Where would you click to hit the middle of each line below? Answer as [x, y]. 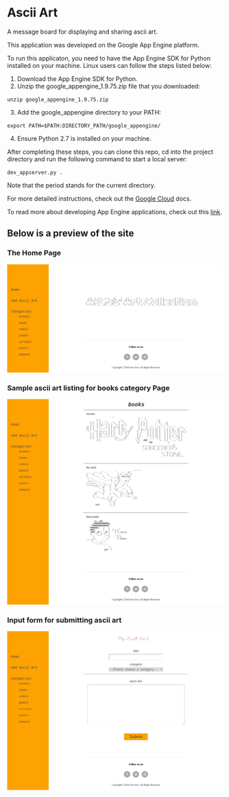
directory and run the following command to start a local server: [97, 159]
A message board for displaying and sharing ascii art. [82, 32]
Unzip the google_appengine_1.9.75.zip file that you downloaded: [108, 86]
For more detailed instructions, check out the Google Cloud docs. [99, 198]
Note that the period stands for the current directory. [82, 185]
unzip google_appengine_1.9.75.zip [58, 100]
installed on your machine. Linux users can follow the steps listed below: [109, 65]
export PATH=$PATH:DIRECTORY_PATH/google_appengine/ [84, 126]
